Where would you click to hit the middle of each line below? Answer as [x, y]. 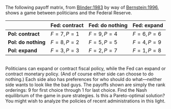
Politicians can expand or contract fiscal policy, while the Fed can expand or [86, 69]
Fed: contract [67, 25]
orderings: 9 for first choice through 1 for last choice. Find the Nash [76, 90]
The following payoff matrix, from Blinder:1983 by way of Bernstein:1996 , [82, 7]
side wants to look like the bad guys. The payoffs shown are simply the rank [85, 85]
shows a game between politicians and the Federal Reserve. [69, 13]
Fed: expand [148, 25]
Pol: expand [23, 50]
